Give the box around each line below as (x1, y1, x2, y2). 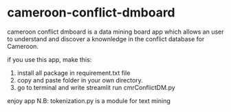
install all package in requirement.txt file (16, 69, 131, 77)
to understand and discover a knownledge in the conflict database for (7, 34, 205, 43)
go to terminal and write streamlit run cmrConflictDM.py (16, 83, 175, 91)
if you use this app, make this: (7, 55, 92, 63)
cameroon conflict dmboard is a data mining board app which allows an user (7, 27, 224, 36)
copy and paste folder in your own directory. (16, 76, 143, 84)
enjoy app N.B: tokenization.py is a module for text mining (7, 96, 170, 104)
